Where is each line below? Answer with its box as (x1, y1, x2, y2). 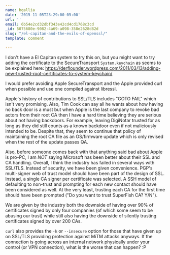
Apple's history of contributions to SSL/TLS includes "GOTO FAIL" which (5, 95, 156, 102)
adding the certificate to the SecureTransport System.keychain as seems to (5, 60, 161, 66)
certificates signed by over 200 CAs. (5, 218, 82, 224)
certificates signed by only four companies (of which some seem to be (5, 207, 153, 213)
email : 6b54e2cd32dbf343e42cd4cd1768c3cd (5, 21, 94, 27)
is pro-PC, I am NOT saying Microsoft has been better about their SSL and (5, 154, 160, 160)
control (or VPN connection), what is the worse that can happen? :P (5, 244, 146, 250)
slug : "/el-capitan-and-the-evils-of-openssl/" (5, 31, 108, 36)
